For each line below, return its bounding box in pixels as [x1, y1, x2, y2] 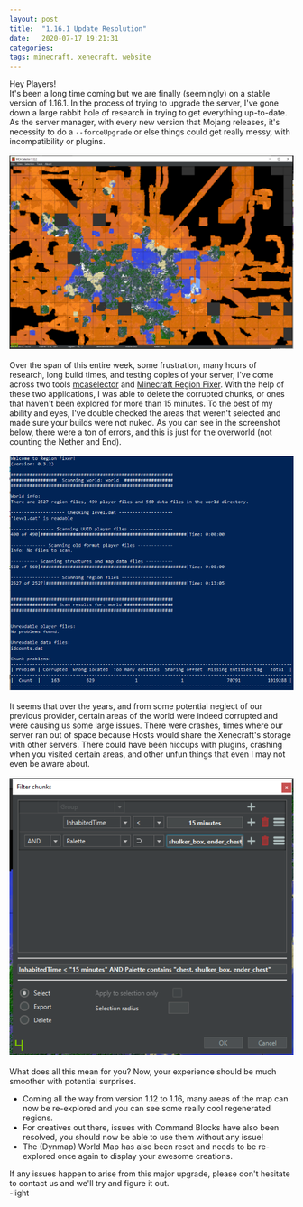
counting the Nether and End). [9, 436, 122, 447]
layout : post [9, 14, 59, 23]
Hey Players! [9, 78, 57, 89]
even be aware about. [9, 758, 90, 769]
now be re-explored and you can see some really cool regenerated [22, 1102, 271, 1113]
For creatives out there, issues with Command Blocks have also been [22, 1121, 280, 1132]
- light [9, 1187, 30, 1198]
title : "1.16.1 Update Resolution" [9, 23, 147, 33]
